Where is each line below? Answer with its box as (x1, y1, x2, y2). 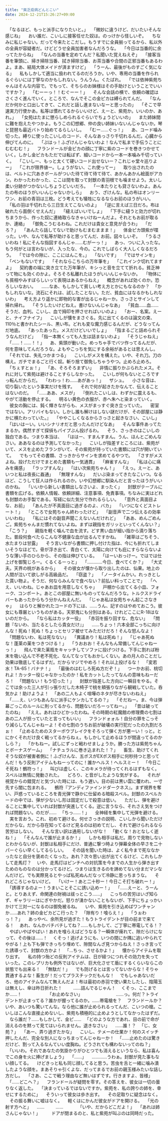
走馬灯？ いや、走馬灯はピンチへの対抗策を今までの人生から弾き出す (13, 859, 160, 865)
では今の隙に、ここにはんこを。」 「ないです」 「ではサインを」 (21, 252, 157, 258)
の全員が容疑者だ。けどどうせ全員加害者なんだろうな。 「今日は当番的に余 (5, 45, 161, 51)
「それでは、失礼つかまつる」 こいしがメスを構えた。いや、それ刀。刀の (9, 352, 162, 358)
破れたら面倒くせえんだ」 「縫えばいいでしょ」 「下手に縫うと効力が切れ (5, 208, 161, 214)
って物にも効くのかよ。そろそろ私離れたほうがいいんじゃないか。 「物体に (5, 271, 161, 277)
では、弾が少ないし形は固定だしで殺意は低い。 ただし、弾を (22, 797, 151, 803)
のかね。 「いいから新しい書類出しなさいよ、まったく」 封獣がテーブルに (5, 484, 163, 490)
